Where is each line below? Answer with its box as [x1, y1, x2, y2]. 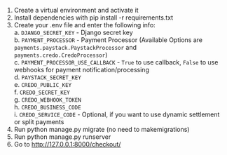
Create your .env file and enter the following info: [13, 21, 156, 29]
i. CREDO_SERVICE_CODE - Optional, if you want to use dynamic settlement [13, 110, 220, 119]
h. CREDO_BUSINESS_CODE [13, 103, 82, 111]
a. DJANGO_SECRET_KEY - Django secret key [13, 28, 133, 36]
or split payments [13, 118, 64, 126]
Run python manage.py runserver [13, 133, 111, 141]
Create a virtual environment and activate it [13, 6, 139, 14]
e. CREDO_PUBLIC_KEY [13, 81, 72, 88]
